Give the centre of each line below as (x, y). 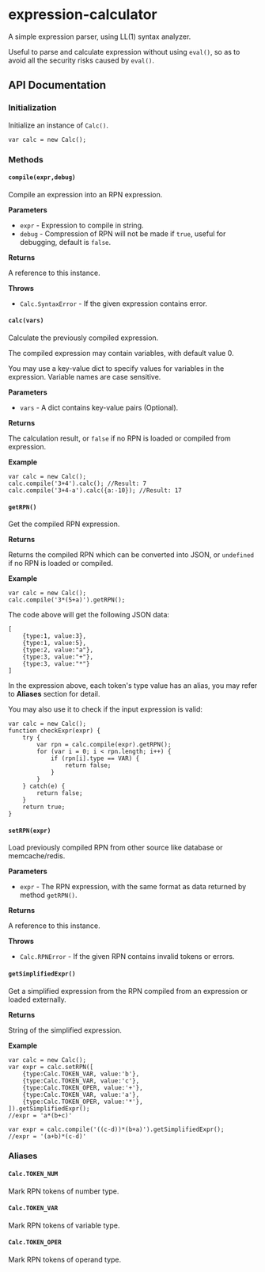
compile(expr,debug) (42, 178)
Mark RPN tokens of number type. (64, 1191)
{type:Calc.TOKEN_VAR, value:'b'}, (81, 1074)
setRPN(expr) (30, 831)
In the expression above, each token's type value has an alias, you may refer (133, 686)
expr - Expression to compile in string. (81, 225)
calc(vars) (26, 321)
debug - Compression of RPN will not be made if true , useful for (123, 233)
